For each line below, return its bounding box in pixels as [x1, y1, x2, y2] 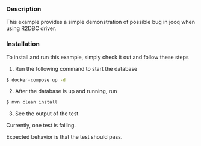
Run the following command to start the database [14, 65, 138, 72]
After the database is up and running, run [14, 88, 117, 95]
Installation [6, 40, 40, 48]
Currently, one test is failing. [6, 122, 76, 129]
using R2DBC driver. [6, 25, 57, 32]
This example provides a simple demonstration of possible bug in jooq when [6, 19, 196, 26]
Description [6, 5, 42, 13]
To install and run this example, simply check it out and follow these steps [6, 53, 189, 61]
